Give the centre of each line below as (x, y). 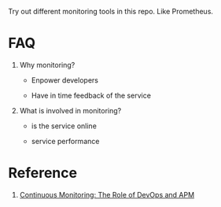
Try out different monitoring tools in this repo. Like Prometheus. (111, 11)
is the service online (64, 126)
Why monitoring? (47, 65)
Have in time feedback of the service (91, 95)
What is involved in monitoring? (70, 110)
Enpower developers (64, 80)
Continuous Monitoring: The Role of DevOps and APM (107, 194)
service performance (65, 141)
